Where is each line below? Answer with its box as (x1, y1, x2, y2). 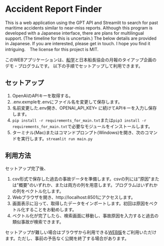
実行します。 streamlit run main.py (21, 136, 93, 141)
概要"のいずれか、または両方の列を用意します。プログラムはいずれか (19, 182, 158, 188)
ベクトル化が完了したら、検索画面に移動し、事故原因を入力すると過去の (12, 213, 159, 219)
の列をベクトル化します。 (12, 188, 64, 194)
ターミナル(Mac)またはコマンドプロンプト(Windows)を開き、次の (12, 129, 145, 136)
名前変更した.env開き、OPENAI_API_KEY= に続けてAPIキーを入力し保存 (12, 105, 157, 111)
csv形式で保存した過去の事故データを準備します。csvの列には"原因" (12, 176, 151, 182)
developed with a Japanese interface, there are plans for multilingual (5, 30, 144, 36)
